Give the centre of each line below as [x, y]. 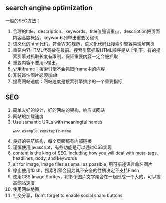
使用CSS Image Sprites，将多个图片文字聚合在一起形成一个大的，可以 [85, 176]
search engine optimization [49, 8]
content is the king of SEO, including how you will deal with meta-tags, [85, 153]
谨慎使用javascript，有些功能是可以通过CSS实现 [62, 147]
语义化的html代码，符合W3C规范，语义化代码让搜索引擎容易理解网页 [84, 44]
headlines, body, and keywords [45, 158]
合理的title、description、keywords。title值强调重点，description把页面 [86, 31]
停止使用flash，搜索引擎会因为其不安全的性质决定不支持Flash [76, 170]
